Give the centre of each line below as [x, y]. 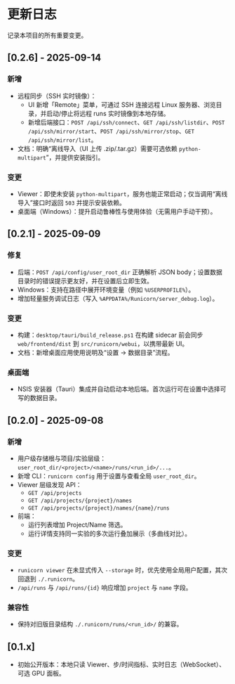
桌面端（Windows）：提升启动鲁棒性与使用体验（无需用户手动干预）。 [117, 211]
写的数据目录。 [39, 398]
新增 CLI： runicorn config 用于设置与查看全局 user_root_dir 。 [109, 476]
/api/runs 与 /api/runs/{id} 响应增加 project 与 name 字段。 [105, 588]
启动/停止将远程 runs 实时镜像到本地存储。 [108, 113]
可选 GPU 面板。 [41, 673]
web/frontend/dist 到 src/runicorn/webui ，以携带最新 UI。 [103, 343]
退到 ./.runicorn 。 [51, 579]
